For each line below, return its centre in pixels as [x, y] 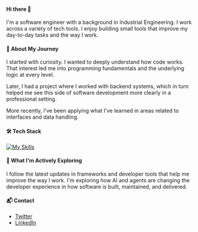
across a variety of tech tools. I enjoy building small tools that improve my [97, 29]
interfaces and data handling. [43, 117]
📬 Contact [20, 201]
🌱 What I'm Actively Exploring [44, 161]
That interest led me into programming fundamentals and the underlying [95, 68]
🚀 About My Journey [32, 49]
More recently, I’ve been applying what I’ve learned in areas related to [92, 111]
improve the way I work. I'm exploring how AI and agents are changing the [98, 180]
